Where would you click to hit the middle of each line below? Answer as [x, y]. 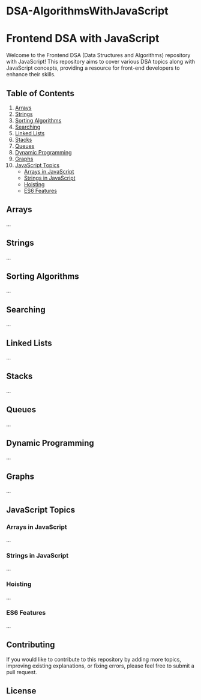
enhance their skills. [31, 75]
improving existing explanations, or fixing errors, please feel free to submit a [100, 666]
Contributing [31, 645]
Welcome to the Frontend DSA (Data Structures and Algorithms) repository [98, 55]
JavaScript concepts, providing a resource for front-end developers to [93, 68]
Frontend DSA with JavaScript [83, 39]
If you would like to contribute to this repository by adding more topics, [94, 659]
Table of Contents [40, 93]
